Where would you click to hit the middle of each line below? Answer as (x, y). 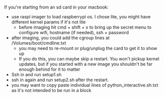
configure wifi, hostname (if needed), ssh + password (74, 32)
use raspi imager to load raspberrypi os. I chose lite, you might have (81, 17)
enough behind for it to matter (49, 69)
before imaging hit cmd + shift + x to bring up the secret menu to (85, 27)
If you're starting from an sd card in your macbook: (56, 7)
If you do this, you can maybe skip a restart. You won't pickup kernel (89, 59)
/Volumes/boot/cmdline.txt (39, 43)
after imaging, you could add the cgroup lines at (60, 38)
